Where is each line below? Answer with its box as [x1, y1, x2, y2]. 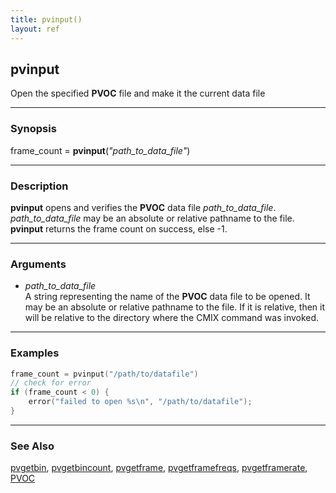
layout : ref [10, 24, 60, 34]
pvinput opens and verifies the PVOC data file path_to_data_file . [10, 201, 277, 213]
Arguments [10, 257, 67, 271]
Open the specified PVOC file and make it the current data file [10, 87, 266, 100]
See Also [10, 439, 55, 453]
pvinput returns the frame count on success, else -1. [10, 222, 228, 235]
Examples [10, 346, 60, 360]
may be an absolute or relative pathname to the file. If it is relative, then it [24, 301, 326, 313]
